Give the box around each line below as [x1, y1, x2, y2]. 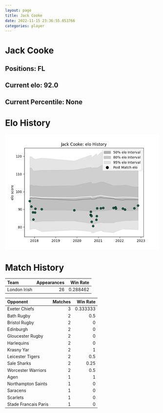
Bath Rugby [7, 313, 31, 319]
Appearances [36, 279, 65, 285]
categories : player [5, 23, 45, 28]
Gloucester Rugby [7, 333, 43, 339]
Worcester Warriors [7, 367, 46, 373]
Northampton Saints [7, 381, 48, 387]
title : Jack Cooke [5, 13, 42, 18]
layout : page [5, 8, 32, 13]
